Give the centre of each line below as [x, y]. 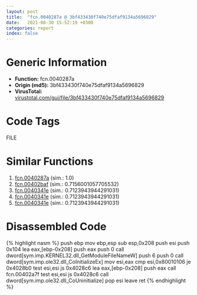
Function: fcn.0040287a [45, 79]
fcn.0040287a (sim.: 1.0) [44, 178]
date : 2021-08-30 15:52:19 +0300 [50, 22]
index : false [22, 34]
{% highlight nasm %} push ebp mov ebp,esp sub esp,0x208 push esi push [98, 243]
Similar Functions [50, 162]
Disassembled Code [56, 227]
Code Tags [33, 122]
